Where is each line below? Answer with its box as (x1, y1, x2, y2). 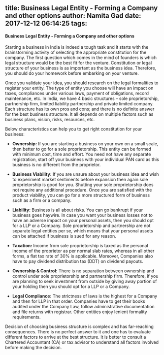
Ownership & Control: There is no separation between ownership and (12, 268, 155, 274)
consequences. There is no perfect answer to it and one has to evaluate (5, 328, 151, 334)
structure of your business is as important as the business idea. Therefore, (5, 65, 157, 71)
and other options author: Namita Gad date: (5, 12, 141, 20)
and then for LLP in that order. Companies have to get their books (12, 298, 145, 304)
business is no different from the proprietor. (12, 161, 101, 167)
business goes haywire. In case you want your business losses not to (12, 212, 153, 218)
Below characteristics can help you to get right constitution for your (5, 126, 142, 132)
